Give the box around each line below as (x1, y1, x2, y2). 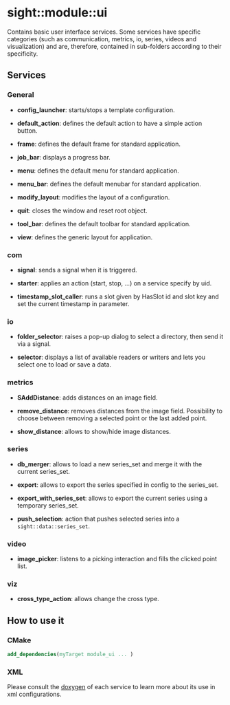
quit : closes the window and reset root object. (16, 206, 148, 215)
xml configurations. (7, 690, 62, 699)
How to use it (7, 614, 65, 627)
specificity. (7, 50, 38, 58)
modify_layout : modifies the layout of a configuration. (16, 193, 170, 201)
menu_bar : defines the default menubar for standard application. (16, 180, 201, 188)
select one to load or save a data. (16, 360, 112, 369)
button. (16, 126, 38, 135)
